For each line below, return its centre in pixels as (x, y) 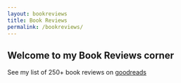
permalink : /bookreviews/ (45, 27)
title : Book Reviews (38, 20)
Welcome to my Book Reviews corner (91, 55)
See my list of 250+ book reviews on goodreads (77, 72)
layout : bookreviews (38, 14)
